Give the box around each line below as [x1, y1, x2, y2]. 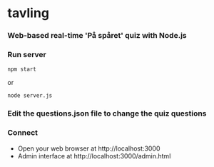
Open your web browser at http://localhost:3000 [17, 144, 160, 153]
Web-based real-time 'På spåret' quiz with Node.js [7, 31, 187, 41]
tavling [7, 5, 50, 21]
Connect [7, 128, 38, 138]
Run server [7, 50, 46, 60]
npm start [7, 66, 37, 73]
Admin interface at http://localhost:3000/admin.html [17, 151, 171, 160]
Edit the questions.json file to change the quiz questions [7, 108, 207, 118]
